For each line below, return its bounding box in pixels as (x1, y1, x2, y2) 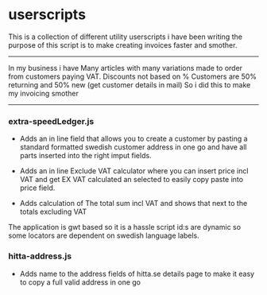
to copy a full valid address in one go (19, 277, 141, 287)
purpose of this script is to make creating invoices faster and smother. (8, 40, 238, 49)
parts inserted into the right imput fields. (19, 151, 153, 161)
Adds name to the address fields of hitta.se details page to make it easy (19, 269, 255, 278)
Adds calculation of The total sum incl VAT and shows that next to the (19, 199, 248, 208)
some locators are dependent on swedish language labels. (8, 231, 200, 240)
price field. (19, 183, 56, 192)
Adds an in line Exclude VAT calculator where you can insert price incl (19, 166, 249, 176)
